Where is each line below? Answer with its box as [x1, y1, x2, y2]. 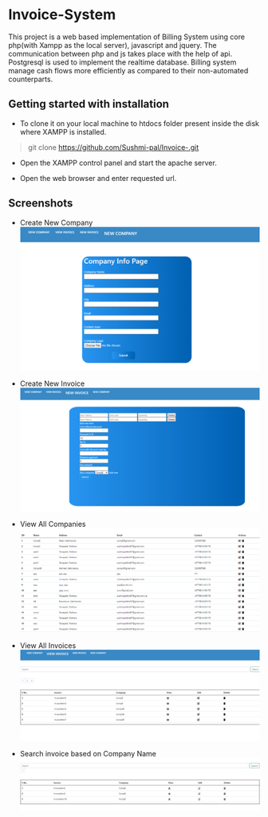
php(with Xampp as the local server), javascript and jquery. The [8, 40, 217, 49]
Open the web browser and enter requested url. [19, 173, 177, 183]
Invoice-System [8, 6, 116, 24]
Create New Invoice [19, 379, 85, 388]
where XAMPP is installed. [19, 127, 107, 136]
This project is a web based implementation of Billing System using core [8, 32, 246, 41]
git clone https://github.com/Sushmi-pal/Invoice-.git [27, 142, 199, 152]
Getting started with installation [8, 97, 170, 111]
